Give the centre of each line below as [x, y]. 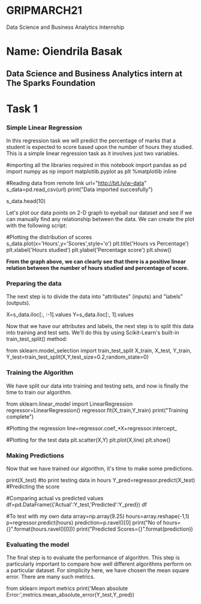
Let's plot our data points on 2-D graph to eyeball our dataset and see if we [99, 213]
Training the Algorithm [40, 373]
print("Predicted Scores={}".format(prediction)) [134, 529]
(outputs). [19, 303]
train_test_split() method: [37, 339]
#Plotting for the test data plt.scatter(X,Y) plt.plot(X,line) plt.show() [88, 440]
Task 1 [22, 108]
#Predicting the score [33, 486]
